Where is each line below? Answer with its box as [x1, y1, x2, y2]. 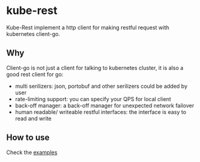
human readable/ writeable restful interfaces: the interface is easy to [15, 108, 187, 116]
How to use [6, 132, 50, 143]
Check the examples [6, 149, 58, 156]
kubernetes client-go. [6, 30, 61, 37]
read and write [15, 114, 52, 122]
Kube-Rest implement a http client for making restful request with [6, 24, 170, 31]
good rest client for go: [6, 71, 64, 78]
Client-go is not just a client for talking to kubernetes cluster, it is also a [6, 64, 184, 71]
